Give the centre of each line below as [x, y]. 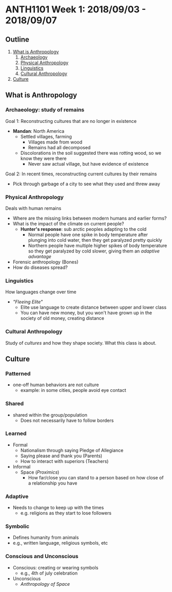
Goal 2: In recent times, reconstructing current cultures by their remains [81, 174]
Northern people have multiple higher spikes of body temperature [98, 245]
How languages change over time [41, 292]
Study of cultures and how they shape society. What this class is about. [81, 343]
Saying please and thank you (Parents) [61, 456]
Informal [22, 467]
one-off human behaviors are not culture [56, 385]
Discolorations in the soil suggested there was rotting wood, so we [91, 153]
